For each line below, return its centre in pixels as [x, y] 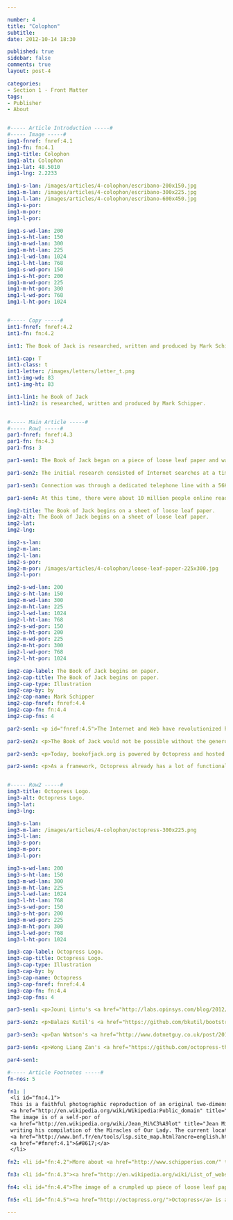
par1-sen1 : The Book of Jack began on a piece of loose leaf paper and [113, 460]
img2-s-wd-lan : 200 [35, 587]
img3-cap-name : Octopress [44, 977]
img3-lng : [21, 811]
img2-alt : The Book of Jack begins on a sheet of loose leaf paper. [108, 517]
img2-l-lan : [24, 555]
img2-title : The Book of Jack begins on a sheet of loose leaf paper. [111, 511]
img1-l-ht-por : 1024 [37, 302]
